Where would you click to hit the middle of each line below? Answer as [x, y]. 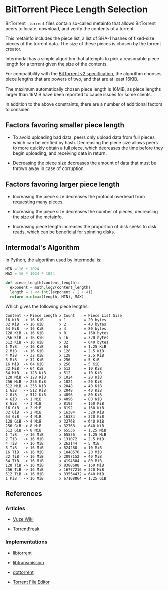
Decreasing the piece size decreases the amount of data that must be [85, 163]
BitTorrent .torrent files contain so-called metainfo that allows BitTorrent [81, 23]
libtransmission [28, 562]
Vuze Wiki [23, 519]
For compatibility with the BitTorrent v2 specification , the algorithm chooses [83, 73]
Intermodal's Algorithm [42, 247]
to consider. [18, 109]
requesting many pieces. [38, 202]
